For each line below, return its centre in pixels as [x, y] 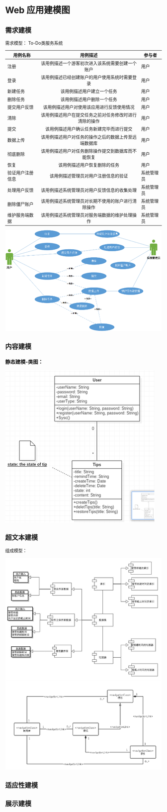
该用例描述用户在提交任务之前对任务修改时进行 [89, 115]
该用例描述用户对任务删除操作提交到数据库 [84, 151]
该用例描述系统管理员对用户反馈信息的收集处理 [89, 190]
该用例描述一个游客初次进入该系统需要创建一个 [89, 63]
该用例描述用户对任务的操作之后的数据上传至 [87, 137]
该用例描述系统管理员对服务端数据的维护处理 [87, 215]
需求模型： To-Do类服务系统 [34, 43]
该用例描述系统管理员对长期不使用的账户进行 [87, 201]
